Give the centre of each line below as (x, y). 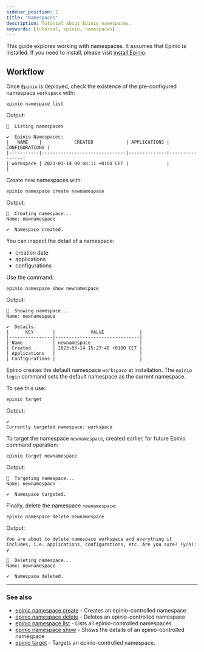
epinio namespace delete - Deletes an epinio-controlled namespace (100, 617)
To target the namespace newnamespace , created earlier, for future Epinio (96, 439)
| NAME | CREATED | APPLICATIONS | (88, 142)
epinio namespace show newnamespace (53, 289)
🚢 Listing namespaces (35, 126)
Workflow (25, 71)
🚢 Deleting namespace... (39, 561)
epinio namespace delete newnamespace (55, 517)
